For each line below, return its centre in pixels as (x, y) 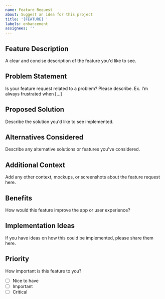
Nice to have (26, 280)
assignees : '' (20, 28)
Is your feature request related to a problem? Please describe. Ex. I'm (77, 88)
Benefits (19, 198)
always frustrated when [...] (34, 93)
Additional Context (35, 165)
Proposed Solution (35, 110)
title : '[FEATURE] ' (27, 19)
